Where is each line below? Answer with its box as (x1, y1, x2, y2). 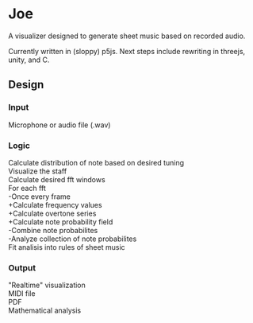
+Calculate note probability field (8, 216, 113, 227)
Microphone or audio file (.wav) (8, 120, 111, 130)
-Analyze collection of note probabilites (8, 234, 137, 243)
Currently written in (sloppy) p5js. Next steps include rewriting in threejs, (8, 46, 246, 56)
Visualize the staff (8, 166, 67, 176)
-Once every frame (8, 192, 71, 201)
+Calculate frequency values (8, 200, 102, 209)
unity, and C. (8, 55, 50, 64)
